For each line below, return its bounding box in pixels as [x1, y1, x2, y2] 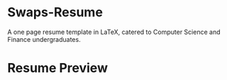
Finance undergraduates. [7, 35, 81, 43]
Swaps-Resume [7, 4, 103, 21]
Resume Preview [7, 60, 109, 76]
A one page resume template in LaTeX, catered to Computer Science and [7, 28, 221, 36]
